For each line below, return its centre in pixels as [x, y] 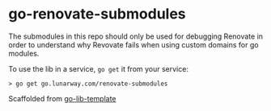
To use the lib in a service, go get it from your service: [98, 68]
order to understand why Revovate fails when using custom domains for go [133, 44]
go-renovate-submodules [97, 14]
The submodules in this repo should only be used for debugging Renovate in [136, 36]
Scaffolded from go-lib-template [62, 98]
